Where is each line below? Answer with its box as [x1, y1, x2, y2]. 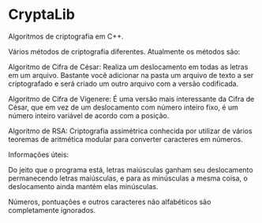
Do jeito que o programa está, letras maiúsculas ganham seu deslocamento [8, 165, 254, 174]
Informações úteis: [8, 150, 69, 159]
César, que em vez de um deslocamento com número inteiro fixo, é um [8, 102, 238, 112]
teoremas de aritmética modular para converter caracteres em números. [8, 134, 243, 143]
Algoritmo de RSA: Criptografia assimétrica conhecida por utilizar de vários [8, 126, 253, 136]
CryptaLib [8, 6, 75, 24]
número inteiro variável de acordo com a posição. [8, 110, 170, 120]
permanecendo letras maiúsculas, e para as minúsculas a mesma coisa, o [8, 173, 249, 183]
